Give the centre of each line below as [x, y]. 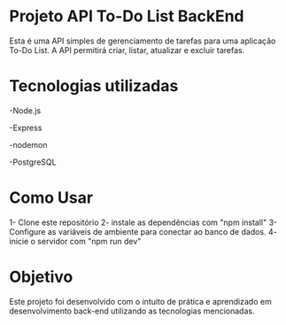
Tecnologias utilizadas [94, 86]
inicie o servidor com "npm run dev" [75, 241]
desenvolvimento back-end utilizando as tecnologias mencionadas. [132, 311]
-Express [26, 128]
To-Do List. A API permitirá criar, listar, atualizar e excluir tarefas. [127, 50]
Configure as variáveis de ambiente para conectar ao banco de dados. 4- [143, 231]
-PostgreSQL [33, 162]
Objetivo [41, 277]
